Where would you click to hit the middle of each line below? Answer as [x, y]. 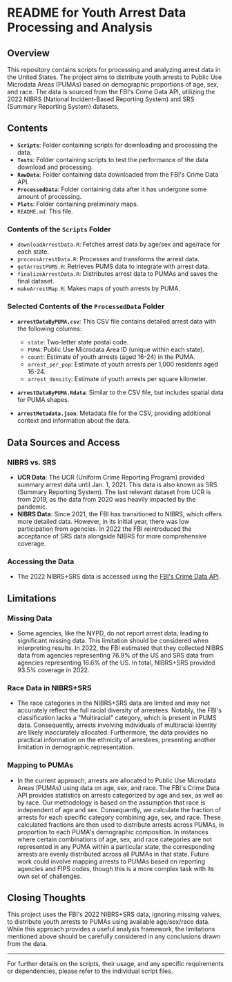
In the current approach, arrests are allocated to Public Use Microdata [116, 780]
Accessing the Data [41, 561]
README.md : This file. [45, 211]
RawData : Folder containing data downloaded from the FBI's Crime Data [118, 174]
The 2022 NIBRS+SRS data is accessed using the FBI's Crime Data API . [119, 577]
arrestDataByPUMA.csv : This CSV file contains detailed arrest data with [116, 322]
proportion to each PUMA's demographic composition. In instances [113, 832]
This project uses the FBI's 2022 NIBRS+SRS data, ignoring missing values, [114, 914]
